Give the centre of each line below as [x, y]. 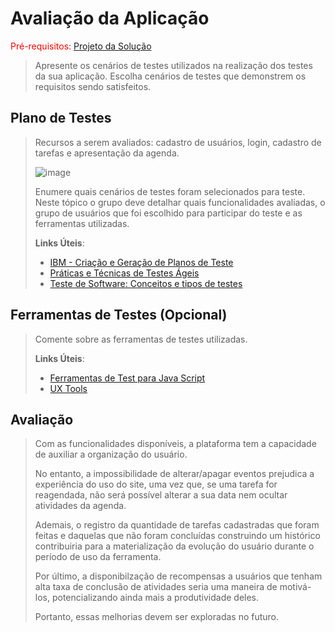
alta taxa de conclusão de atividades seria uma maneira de [156, 587]
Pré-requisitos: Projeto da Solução [81, 46]
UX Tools [68, 388]
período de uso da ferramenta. [98, 557]
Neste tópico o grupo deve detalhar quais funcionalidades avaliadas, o [180, 202]
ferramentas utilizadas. [82, 223]
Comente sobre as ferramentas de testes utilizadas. [141, 339]
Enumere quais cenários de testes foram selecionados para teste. [170, 191]
